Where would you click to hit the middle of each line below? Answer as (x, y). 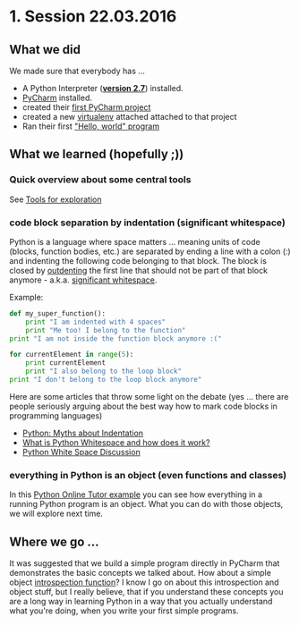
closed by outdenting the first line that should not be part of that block (139, 270)
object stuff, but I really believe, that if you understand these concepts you (146, 592)
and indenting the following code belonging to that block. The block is (138, 260)
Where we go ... (55, 541)
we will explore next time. (56, 514)
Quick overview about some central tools (100, 180)
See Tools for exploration (56, 199)
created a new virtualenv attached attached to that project (129, 117)
